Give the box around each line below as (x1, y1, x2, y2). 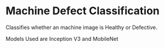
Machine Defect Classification (5, 4, 160, 18)
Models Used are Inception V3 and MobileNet (5, 35, 119, 42)
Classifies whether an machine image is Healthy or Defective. (5, 24, 158, 31)
